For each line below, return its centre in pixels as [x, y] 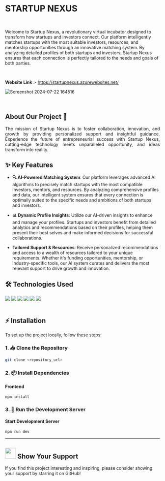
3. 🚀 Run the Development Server [45, 410]
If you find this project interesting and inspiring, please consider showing [79, 468]
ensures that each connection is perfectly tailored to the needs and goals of [82, 58]
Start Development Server [32, 421]
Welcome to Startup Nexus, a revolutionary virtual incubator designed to [78, 32]
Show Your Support [48, 456]
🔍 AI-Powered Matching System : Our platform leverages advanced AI [84, 177]
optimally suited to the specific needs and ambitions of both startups [82, 200]
